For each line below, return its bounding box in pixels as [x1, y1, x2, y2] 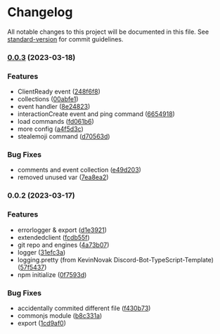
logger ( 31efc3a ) [17, 248, 66, 257]
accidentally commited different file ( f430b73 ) [17, 304, 151, 312]
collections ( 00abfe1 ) [17, 95, 79, 103]
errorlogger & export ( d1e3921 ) [17, 226, 108, 234]
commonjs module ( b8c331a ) [17, 311, 103, 320]
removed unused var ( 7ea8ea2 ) [17, 173, 109, 181]
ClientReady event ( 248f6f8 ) [17, 87, 101, 96]
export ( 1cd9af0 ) [17, 319, 67, 327]
